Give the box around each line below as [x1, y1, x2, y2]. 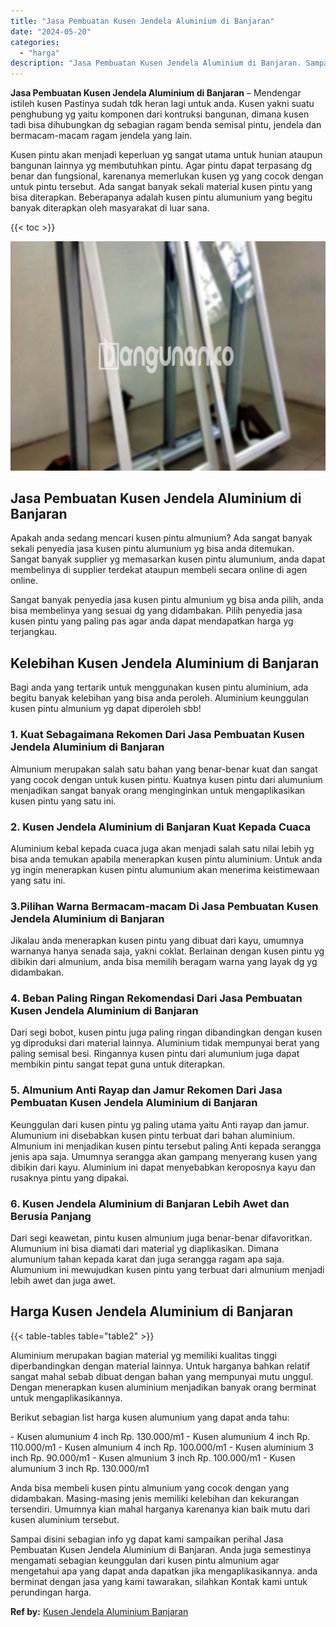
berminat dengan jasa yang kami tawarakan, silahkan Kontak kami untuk [10, 1575, 308, 1587]
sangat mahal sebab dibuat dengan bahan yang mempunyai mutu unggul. [10, 1370, 314, 1382]
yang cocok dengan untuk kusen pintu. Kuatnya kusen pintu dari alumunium [10, 773, 323, 785]
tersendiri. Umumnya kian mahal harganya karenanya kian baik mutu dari [10, 1503, 311, 1515]
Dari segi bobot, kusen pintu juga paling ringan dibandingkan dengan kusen [10, 1026, 323, 1039]
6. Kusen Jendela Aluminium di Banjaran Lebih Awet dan [10, 1196, 290, 1210]
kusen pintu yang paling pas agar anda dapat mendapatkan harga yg [10, 615, 294, 627]
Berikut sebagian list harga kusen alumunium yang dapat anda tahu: [10, 1411, 290, 1423]
